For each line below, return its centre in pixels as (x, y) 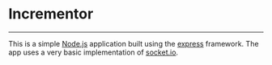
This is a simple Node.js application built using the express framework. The (134, 43)
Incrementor (51, 14)
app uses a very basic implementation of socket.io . (93, 52)
